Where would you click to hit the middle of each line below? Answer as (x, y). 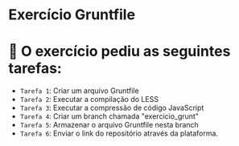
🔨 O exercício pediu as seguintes (119, 52)
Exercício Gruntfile (72, 15)
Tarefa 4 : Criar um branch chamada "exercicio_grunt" (109, 116)
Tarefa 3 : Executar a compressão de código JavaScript (112, 108)
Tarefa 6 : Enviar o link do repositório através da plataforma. (119, 133)
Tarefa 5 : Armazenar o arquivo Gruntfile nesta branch (109, 125)
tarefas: (35, 69)
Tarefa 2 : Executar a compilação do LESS (89, 99)
